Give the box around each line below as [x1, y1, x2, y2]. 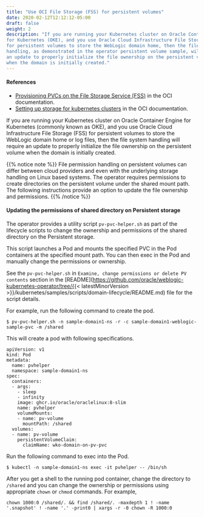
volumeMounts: [17, 410, 53, 416]
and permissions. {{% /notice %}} [6, 192, 91, 200]
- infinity [17, 394, 45, 400]
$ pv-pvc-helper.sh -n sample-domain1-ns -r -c [6, 319, 129, 325]
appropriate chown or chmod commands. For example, [6, 488, 137, 495]
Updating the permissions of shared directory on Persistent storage [6, 207, 181, 214]
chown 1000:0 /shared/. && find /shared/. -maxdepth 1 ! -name [6, 499, 170, 505]
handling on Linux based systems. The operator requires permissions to [6, 174, 186, 181]
